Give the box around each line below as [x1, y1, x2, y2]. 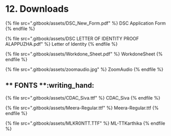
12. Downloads [5, 3, 69, 15]
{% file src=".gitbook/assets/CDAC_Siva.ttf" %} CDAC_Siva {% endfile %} [5, 94, 160, 101]
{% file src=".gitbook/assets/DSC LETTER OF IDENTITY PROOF [5, 35, 139, 42]
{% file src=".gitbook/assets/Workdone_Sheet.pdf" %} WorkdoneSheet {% [5, 51, 163, 57]
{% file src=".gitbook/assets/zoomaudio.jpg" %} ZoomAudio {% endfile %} [5, 66, 164, 72]
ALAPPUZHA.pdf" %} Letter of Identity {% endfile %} [5, 41, 118, 47]
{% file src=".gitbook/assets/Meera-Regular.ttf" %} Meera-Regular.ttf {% [5, 105, 159, 111]
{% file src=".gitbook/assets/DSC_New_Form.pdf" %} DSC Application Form [5, 20, 166, 26]
